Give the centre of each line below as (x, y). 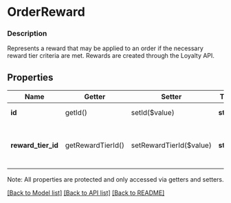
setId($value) (153, 113)
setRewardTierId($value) (171, 145)
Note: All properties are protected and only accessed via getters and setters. (116, 180)
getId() (76, 113)
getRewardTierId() (95, 145)
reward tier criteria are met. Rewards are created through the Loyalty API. (111, 56)
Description (27, 34)
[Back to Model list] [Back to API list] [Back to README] (86, 193)
